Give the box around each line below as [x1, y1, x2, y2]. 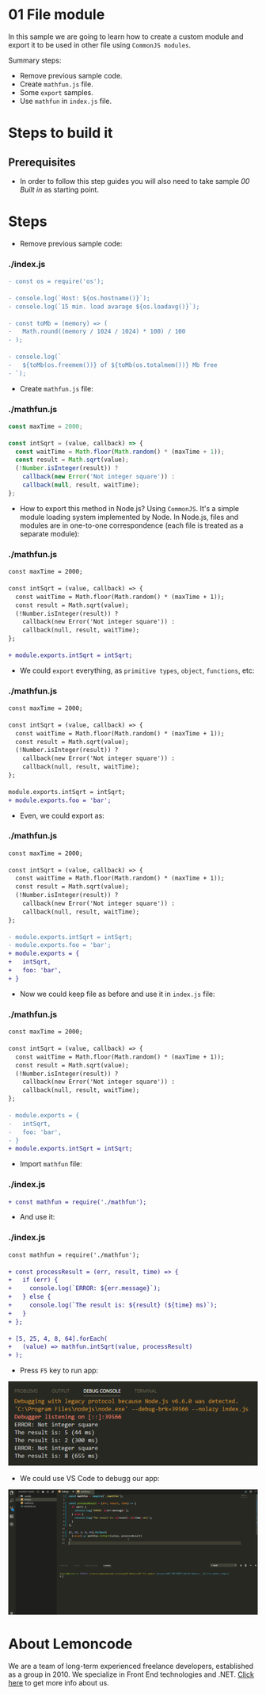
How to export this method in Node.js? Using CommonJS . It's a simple [19, 503, 240, 513]
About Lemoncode [8, 1635, 133, 1653]
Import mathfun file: [19, 1159, 83, 1169]
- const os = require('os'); [8, 277, 104, 286]
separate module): [19, 529, 80, 538]
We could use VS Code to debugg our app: [19, 1474, 160, 1483]
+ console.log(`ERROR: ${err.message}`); [8, 1285, 161, 1292]
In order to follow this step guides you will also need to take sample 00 [19, 176, 250, 185]
